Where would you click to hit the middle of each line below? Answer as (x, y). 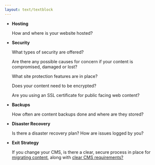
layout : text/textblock (29, 10)
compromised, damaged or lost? (44, 67)
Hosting (20, 24)
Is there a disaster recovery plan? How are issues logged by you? (77, 133)
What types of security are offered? (48, 52)
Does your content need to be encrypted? (54, 86)
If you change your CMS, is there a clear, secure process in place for (81, 152)
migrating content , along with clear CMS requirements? (67, 157)
